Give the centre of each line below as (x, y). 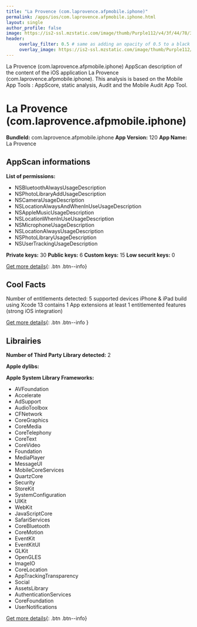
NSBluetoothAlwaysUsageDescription (60, 188)
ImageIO (25, 564)
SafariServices (32, 520)
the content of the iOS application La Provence (62, 72)
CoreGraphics (31, 420)
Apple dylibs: (23, 366)
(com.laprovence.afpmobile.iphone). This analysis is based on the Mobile (94, 79)
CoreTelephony (33, 433)
